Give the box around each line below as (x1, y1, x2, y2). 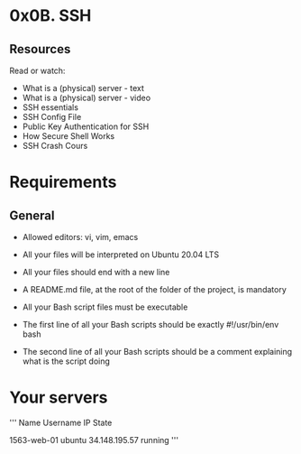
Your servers (9, 387, 108, 408)
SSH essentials (22, 102, 79, 113)
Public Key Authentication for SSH (22, 121, 150, 132)
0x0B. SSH (9, 5, 92, 26)
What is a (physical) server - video (22, 92, 151, 103)
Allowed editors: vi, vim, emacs (22, 232, 139, 242)
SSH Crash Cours (22, 141, 88, 151)
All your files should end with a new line (22, 267, 170, 277)
